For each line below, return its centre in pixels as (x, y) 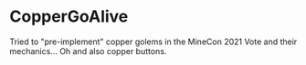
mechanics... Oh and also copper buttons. (88, 51)
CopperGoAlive (69, 17)
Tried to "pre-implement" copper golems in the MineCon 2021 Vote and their (153, 42)
